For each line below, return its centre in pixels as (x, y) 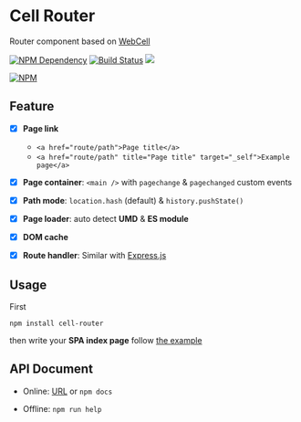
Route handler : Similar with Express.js (94, 256)
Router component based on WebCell (80, 41)
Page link (41, 128)
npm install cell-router (57, 323)
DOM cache (45, 237)
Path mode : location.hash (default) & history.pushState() (133, 200)
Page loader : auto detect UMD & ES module (105, 218)
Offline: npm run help (62, 408)
